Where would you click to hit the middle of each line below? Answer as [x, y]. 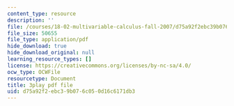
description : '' [31, 20]
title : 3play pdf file [40, 85]
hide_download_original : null [51, 53]
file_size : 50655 [32, 33]
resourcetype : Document [42, 78]
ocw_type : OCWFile [34, 72]
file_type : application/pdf [48, 40]
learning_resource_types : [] [49, 59]
